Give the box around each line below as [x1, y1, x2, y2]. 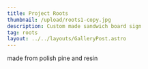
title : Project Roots [7, 10, 69, 17]
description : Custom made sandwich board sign [7, 23, 142, 29]
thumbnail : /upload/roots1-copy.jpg [7, 16, 111, 23]
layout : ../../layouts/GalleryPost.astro [7, 36, 127, 42]
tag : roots [7, 29, 38, 36]
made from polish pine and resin [7, 54, 98, 62]
